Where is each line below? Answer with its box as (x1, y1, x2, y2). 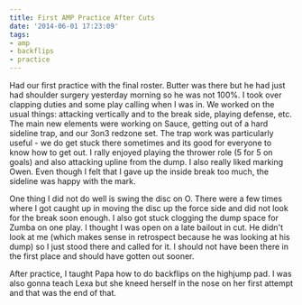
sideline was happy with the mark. (9, 176, 137, 186)
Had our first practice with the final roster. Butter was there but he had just (9, 80, 286, 90)
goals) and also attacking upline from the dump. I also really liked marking (9, 157, 284, 167)
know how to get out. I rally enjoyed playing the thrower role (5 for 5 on (9, 147, 273, 158)
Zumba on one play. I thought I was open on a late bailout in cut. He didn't (9, 222, 284, 233)
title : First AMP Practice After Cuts (9, 13, 155, 23)
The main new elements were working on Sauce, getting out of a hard (9, 118, 269, 129)
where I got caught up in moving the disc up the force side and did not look (9, 203, 288, 213)
